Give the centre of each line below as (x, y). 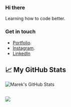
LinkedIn (21, 53)
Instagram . (24, 48)
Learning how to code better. (35, 19)
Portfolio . (22, 42)
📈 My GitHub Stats (36, 70)
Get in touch (21, 32)
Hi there (15, 8)
